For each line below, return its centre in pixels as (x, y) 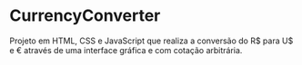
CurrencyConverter (85, 16)
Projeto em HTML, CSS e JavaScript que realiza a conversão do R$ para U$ (151, 41)
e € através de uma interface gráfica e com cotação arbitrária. (126, 50)
